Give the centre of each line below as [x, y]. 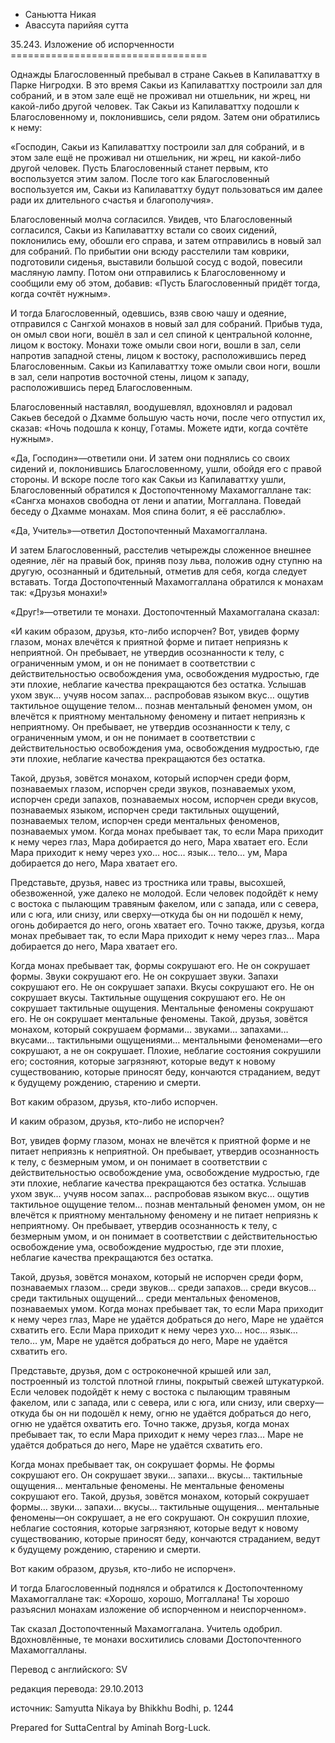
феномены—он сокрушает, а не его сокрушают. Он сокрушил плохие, [160, 1517]
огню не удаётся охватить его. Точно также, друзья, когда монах [150, 1423]
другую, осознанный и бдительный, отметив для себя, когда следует [159, 571]
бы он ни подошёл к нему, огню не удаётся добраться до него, [176, 1413]
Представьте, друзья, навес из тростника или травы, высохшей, [148, 882]
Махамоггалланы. [49, 1650]
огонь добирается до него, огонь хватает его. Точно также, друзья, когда [167, 925]
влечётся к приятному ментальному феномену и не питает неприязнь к [164, 1215]
